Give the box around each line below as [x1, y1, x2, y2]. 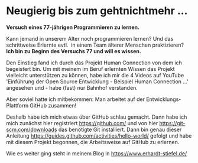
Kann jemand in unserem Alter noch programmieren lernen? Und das [6, 35, 174, 42]
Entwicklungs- [145, 96, 181, 103]
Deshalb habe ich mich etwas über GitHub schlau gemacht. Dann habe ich [6, 113, 187, 120]
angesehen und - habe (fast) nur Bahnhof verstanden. [6, 84, 138, 91]
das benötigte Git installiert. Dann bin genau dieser [58, 126, 182, 133]
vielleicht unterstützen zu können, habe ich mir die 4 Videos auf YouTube [6, 71, 184, 79]
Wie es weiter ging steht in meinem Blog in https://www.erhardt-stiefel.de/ [6, 149, 187, 157]
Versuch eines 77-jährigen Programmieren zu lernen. [6, 24, 140, 31]
